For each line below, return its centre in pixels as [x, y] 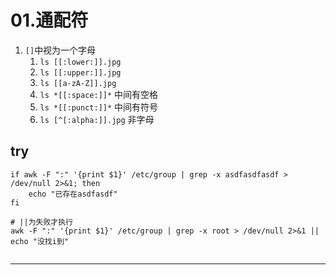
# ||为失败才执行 [41, 222]
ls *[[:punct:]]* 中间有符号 [99, 107]
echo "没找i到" [39, 241]
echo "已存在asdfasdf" [73, 194]
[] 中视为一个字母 [60, 50]
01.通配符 [49, 20]
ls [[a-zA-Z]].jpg [78, 83]
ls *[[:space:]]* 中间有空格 [99, 94]
